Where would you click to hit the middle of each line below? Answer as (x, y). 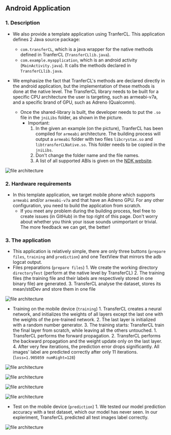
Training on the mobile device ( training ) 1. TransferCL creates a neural (87, 309)
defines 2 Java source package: (46, 39)
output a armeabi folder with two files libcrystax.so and (94, 139)
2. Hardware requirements (38, 183)
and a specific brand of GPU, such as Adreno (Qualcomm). (74, 102)
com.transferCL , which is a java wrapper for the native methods (87, 49)
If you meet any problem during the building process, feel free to (88, 211)
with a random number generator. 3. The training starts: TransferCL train (88, 325)
